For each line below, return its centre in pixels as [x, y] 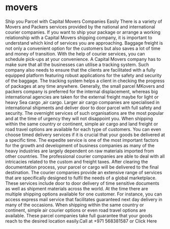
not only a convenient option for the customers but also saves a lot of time [83, 48]
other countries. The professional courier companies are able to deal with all [85, 156]
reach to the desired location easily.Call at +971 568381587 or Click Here [81, 221]
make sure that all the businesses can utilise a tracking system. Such [77, 64]
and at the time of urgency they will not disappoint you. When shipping [79, 118]
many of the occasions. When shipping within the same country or [75, 205]
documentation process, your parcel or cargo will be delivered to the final [82, 167]
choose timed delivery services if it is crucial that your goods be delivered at [85, 135]
